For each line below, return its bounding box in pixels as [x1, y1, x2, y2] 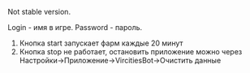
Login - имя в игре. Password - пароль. [7, 23, 143, 32]
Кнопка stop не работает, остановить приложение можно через [19, 47, 243, 56]
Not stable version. [7, 7, 71, 16]
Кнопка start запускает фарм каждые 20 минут [19, 38, 183, 48]
